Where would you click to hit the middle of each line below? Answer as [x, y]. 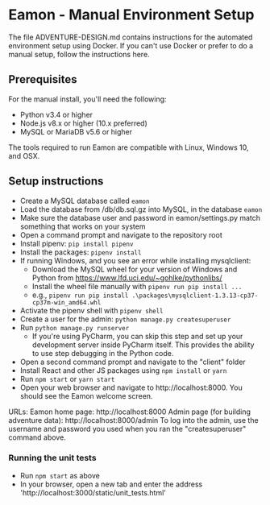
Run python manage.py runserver [75, 327]
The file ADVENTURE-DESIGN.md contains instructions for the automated [131, 37]
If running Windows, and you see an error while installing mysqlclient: [135, 260]
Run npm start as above [60, 475]
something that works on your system [83, 226]
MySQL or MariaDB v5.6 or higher [76, 131]
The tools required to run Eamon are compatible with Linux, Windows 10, [129, 147]
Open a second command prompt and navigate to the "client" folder [133, 362]
